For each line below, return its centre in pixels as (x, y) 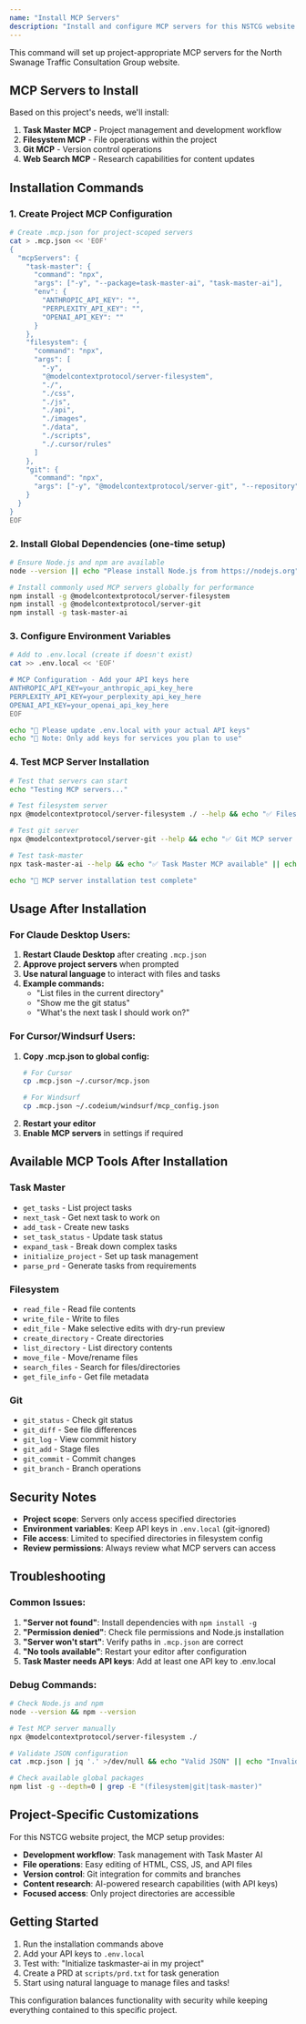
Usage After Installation (78, 908)
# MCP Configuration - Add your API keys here (99, 680)
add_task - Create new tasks (76, 1226)
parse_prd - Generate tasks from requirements (110, 1266)
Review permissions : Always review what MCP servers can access (149, 1548)
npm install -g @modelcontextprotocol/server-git (106, 605)
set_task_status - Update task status (93, 1236)
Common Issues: (48, 1602)
